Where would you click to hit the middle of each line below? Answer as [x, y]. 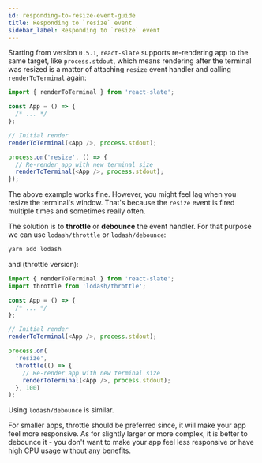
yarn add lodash [35, 250]
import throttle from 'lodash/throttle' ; [77, 286]
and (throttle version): [43, 264]
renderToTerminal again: [47, 78]
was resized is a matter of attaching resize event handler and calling [120, 70]
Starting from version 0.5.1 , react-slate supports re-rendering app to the [128, 53]
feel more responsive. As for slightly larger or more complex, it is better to [128, 434]
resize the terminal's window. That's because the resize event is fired [122, 203]
